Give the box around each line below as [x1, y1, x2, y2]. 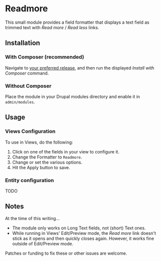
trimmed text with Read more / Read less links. [5, 24, 99, 30]
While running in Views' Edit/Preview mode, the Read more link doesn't [12, 230, 156, 236]
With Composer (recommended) [5, 54, 84, 61]
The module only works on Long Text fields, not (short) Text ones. [12, 225, 146, 231]
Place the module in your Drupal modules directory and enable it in [5, 93, 140, 99]
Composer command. [5, 70, 49, 76]
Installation [5, 39, 40, 47]
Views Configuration [5, 128, 55, 135]
